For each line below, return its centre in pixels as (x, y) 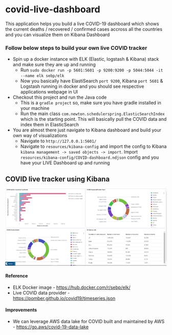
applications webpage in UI (49, 92)
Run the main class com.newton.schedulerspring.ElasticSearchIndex (92, 114)
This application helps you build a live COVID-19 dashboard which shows (82, 24)
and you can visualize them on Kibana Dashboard (58, 34)
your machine (35, 108)
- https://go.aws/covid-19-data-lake (50, 327)
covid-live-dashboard (53, 10)
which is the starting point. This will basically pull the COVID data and (93, 119)
